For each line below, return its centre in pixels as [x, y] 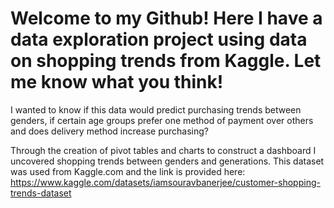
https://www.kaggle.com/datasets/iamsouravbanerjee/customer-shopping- [165, 182]
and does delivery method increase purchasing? [110, 131]
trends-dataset [41, 193]
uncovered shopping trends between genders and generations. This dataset [167, 161]
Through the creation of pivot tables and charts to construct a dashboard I [163, 150]
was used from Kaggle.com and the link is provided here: [128, 171]
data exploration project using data [159, 39]
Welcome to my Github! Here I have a [166, 18]
